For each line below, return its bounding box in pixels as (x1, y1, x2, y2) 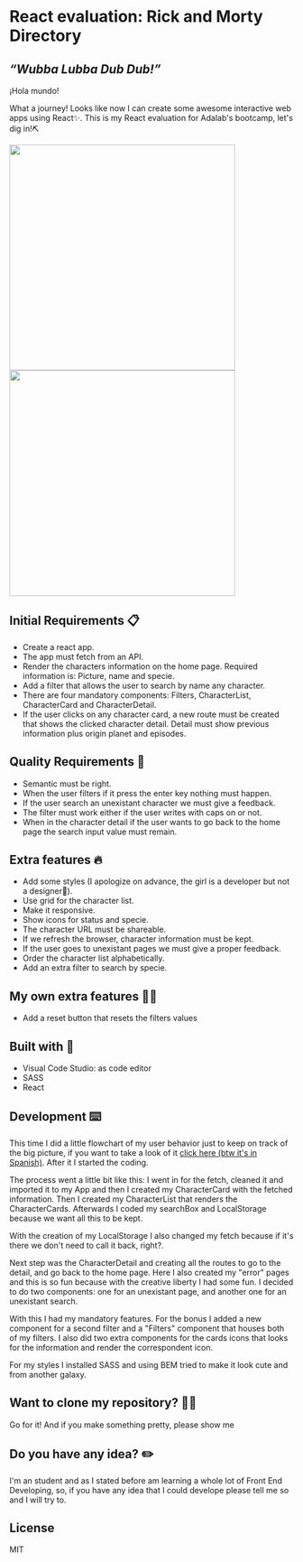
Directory (9, 25, 82, 46)
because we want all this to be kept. (9, 1213, 143, 1223)
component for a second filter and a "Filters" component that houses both (9, 1323, 285, 1334)
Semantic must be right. (22, 778, 112, 789)
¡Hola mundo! (9, 86, 60, 96)
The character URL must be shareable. (22, 924, 167, 935)
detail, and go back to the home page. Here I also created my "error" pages (9, 1267, 290, 1278)
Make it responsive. (22, 905, 96, 916)
